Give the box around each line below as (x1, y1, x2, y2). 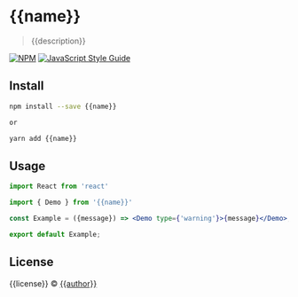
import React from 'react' (9, 182, 109, 191)
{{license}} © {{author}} (9, 277, 98, 289)
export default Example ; (9, 230, 101, 238)
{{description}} (30, 35, 86, 46)
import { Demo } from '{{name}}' (9, 198, 133, 207)
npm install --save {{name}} (9, 102, 117, 111)
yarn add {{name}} (9, 134, 77, 143)
